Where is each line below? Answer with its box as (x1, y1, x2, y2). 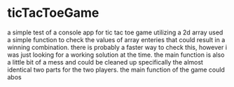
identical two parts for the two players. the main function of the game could (7, 65, 226, 74)
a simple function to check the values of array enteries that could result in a (7, 35, 226, 43)
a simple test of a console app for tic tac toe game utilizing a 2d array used (7, 28, 223, 36)
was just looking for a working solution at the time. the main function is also (7, 51, 225, 59)
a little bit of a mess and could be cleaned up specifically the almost (7, 58, 203, 66)
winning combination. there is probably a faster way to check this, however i (7, 43, 228, 51)
